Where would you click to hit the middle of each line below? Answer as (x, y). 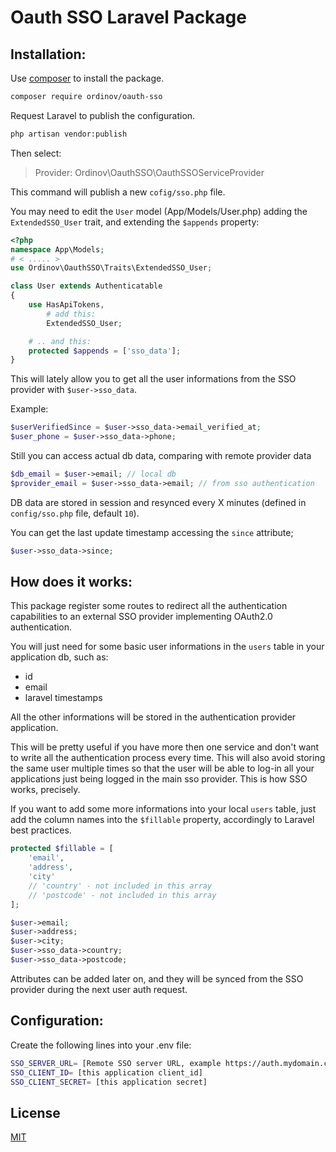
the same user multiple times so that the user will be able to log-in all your (162, 768)
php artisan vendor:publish (69, 134)
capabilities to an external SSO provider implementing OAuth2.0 (141, 617)
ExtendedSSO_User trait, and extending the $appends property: (135, 222)
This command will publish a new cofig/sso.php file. (118, 192)
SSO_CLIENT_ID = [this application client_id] (106, 1072)
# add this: (71, 314)
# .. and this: (60, 341)
